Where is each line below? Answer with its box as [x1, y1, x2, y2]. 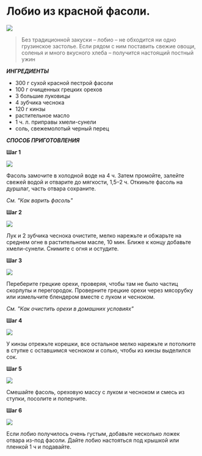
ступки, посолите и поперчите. [6, 395, 87, 402]
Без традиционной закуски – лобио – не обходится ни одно [21, 36, 176, 43]
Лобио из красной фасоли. [6, 4, 151, 18]
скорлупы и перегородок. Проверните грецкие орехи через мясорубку [6, 286, 193, 294]
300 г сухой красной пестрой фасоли [15, 79, 114, 86]
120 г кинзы [15, 105, 46, 113]
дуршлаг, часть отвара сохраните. [6, 185, 96, 192]
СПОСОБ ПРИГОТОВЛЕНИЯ [6, 136, 80, 144]
